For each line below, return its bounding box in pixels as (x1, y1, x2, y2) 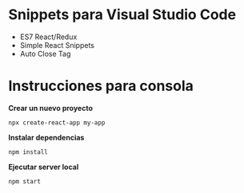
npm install (8, 148, 48, 156)
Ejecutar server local (8, 162, 79, 171)
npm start (8, 177, 42, 185)
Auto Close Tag (19, 49, 71, 58)
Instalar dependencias (8, 132, 85, 142)
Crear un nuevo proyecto (8, 103, 94, 112)
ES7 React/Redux (19, 32, 78, 41)
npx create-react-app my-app (8, 118, 106, 127)
